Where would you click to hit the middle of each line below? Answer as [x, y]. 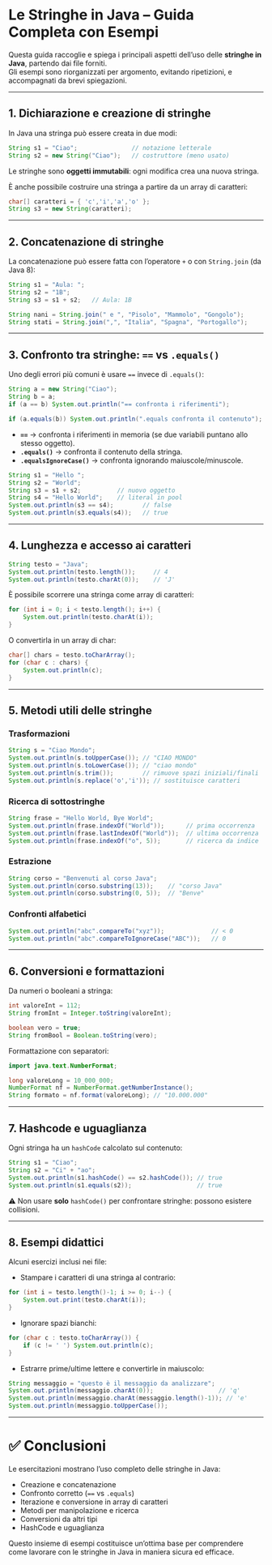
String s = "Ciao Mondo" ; [52, 750]
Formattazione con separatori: [59, 1050]
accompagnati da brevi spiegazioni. [68, 80]
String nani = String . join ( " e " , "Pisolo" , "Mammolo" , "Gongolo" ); [126, 314]
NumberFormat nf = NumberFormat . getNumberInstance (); [101, 1088]
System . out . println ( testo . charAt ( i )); [88, 618]
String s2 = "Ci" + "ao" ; [52, 1170]
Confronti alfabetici [47, 914]
